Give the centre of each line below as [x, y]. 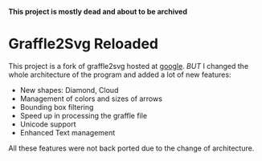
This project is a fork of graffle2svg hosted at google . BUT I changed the [129, 66]
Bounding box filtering [57, 107]
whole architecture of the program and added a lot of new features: [120, 74]
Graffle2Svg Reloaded [84, 44]
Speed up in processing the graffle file [83, 115]
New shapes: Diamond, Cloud [69, 90]
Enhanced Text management [68, 132]
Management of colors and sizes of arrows [91, 99]
